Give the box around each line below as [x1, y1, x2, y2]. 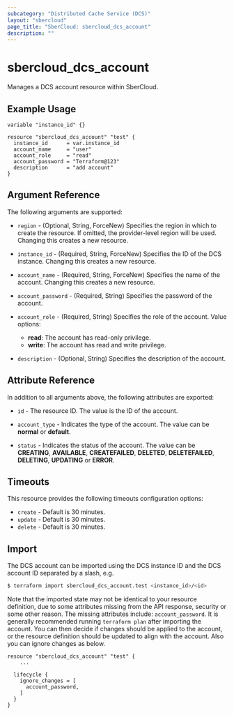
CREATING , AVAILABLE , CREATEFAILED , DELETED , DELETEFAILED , [17, 448, 214, 457]
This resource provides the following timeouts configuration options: [7, 495, 203, 503]
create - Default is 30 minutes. [17, 508, 106, 516]
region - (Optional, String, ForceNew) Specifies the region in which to [17, 221, 217, 229]
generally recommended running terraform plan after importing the [7, 617, 202, 626]
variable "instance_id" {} [7, 121, 86, 128]
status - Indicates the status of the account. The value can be [17, 441, 196, 449]
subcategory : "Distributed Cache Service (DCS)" [7, 10, 151, 17]
